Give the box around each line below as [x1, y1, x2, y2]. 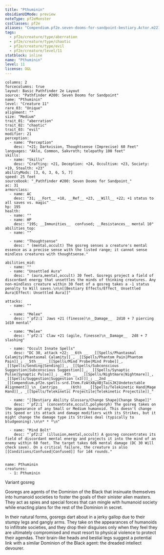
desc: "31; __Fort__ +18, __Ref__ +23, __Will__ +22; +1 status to [14, 196, 154, 201]
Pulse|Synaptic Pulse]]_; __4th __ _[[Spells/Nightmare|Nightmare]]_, [5, 372, 154, 377]
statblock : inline [5, 53, 42, 58]
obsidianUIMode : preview [5, 12, 56, 17]
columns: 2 [5, 80, 27, 85]
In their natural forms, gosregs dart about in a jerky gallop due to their [5, 514, 145, 520]
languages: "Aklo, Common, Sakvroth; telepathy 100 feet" [5, 149, 125, 154]
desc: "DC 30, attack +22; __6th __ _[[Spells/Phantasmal [14, 350, 137, 355]
